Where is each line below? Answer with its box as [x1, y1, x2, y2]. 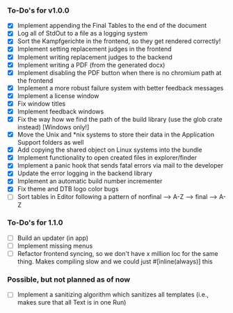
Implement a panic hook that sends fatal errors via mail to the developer [17, 161, 224, 170]
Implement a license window [17, 91, 99, 99]
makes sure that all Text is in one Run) [17, 298, 127, 307]
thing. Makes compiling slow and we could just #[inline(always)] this [17, 257, 214, 266]
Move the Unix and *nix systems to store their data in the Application [17, 131, 215, 139]
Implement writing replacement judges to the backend [17, 53, 172, 61]
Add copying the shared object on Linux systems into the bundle [17, 145, 203, 154]
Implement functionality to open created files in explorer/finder [17, 154, 198, 162]
